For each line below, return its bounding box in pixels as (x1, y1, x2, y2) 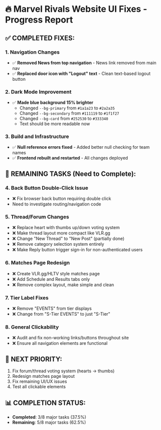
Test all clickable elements (12, 384, 66, 390)
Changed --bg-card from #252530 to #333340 (19, 116, 108, 122)
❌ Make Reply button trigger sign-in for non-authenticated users (12, 247, 143, 253)
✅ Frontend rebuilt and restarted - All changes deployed (12, 155, 129, 161)
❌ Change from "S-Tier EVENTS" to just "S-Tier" (12, 311, 110, 317)
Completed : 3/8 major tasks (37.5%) (12, 414, 86, 420)
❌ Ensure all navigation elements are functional (12, 340, 108, 346)
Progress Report (5, 14, 73, 26)
